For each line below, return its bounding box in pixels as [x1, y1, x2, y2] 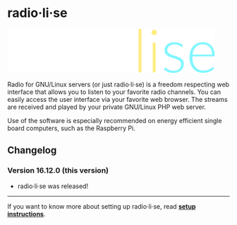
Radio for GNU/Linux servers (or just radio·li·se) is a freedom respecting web [7, 80, 230, 88]
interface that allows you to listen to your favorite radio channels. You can [7, 87, 221, 96]
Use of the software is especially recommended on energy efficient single [7, 116, 222, 125]
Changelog [7, 144, 57, 156]
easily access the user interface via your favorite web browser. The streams [7, 95, 228, 103]
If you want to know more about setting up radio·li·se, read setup [7, 202, 196, 210]
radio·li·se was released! [17, 182, 89, 190]
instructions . [7, 209, 46, 218]
